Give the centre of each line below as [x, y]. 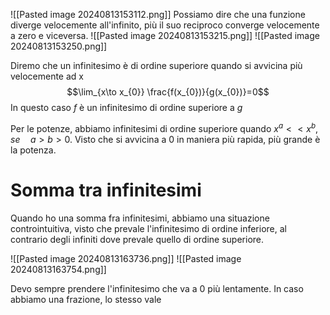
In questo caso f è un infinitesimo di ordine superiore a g [126, 107]
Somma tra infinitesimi [106, 190]
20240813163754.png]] [58, 269]
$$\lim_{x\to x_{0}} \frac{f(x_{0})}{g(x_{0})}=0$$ [168, 92]
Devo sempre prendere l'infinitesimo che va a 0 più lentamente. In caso [157, 288]
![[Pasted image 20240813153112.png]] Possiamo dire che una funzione [158, 14]
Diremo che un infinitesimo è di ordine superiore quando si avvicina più [156, 65]
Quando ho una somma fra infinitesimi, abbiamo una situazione [140, 218]
